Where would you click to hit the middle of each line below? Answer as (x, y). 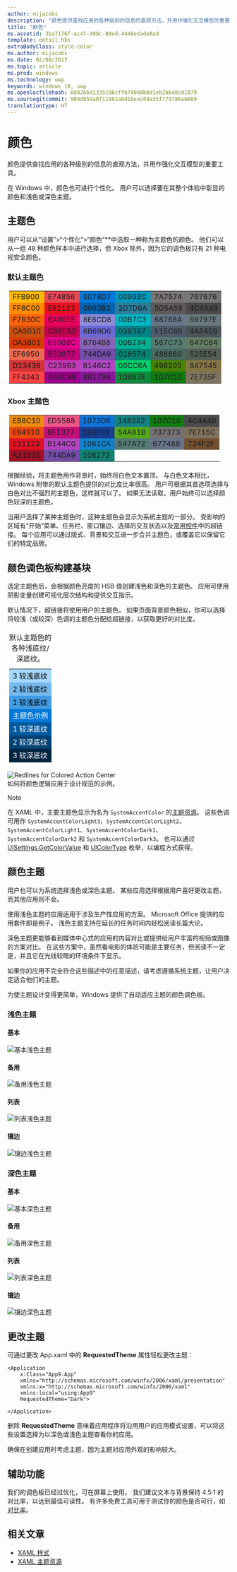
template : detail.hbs (39, 40)
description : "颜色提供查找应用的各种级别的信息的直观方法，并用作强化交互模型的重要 (119, 20)
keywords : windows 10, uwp (47, 86)
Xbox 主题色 (28, 401)
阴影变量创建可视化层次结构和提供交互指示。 (72, 595)
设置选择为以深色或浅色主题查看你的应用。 (75, 1434)
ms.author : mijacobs (38, 54)
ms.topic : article (34, 66)
